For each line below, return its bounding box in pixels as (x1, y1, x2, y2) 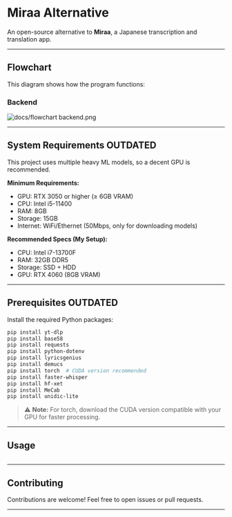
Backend (7, 97, 38, 107)
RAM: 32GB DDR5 (17, 255, 69, 264)
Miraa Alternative (7, 5, 109, 21)
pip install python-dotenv (7, 348, 85, 355)
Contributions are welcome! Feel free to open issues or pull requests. (7, 495, 204, 503)
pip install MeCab (7, 386, 60, 394)
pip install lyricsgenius (7, 354, 81, 361)
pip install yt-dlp (7, 329, 64, 336)
